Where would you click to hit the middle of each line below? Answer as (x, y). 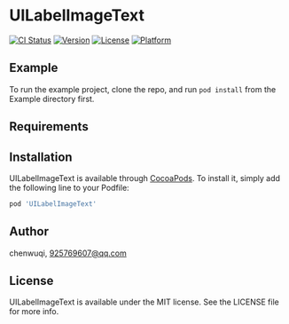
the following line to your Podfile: (70, 187)
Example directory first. (52, 99)
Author (29, 232)
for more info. (34, 312)
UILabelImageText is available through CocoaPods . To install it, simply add (145, 178)
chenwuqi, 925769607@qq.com (68, 253)
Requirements (49, 126)
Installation (41, 157)
